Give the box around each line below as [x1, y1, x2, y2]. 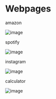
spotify [5, 39, 20, 45]
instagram [5, 58, 26, 64]
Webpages [5, 3, 51, 15]
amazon [5, 20, 22, 26]
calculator [5, 78, 26, 84]
